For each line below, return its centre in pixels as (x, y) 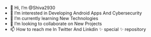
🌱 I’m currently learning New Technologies (54, 18)
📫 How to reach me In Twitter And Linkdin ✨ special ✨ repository (78, 29)
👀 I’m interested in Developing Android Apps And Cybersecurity (76, 13)
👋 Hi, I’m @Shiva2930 (32, 8)
